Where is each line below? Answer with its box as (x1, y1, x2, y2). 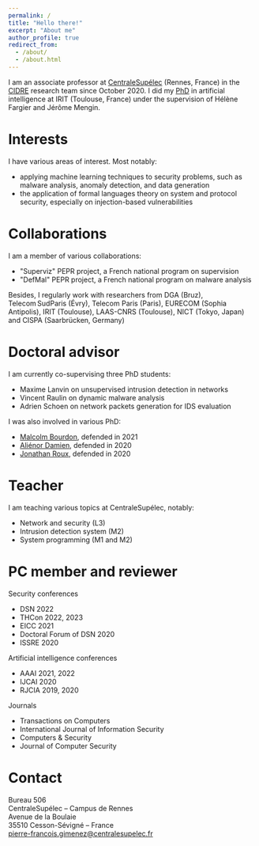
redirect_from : (8, 41, 58, 49)
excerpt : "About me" (8, 26, 77, 34)
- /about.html (15, 56, 62, 64)
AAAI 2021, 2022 (19, 668, 75, 677)
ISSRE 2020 (19, 638, 59, 647)
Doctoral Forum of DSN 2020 (19, 629, 115, 639)
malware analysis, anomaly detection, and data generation (19, 180, 210, 190)
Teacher (8, 476, 64, 495)
